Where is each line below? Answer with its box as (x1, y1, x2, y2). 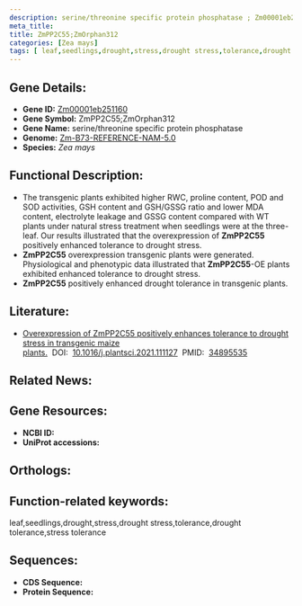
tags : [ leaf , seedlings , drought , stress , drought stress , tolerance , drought (9, 47, 292, 56)
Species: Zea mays (22, 141, 96, 153)
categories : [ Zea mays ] (9, 38, 99, 48)
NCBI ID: (22, 427, 56, 438)
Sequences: (9, 553, 78, 568)
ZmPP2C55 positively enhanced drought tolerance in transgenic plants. (22, 278, 289, 289)
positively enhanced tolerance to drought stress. (22, 239, 202, 250)
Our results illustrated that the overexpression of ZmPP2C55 (40, 230, 265, 241)
